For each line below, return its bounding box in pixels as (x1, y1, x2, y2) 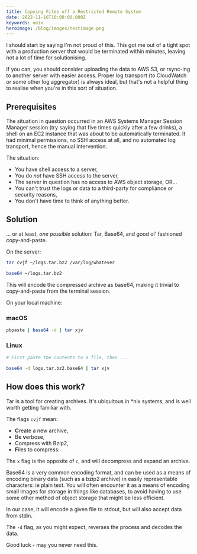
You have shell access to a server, (14, 166, 98, 173)
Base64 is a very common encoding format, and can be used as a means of (6, 468, 191, 476)
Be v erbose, (14, 433, 45, 440)
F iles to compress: (14, 446, 60, 453)
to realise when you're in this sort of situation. (6, 84, 118, 92)
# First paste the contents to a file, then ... (6, 354, 128, 361)
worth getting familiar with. (6, 404, 72, 411)
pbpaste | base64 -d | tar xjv (6, 327, 83, 333)
